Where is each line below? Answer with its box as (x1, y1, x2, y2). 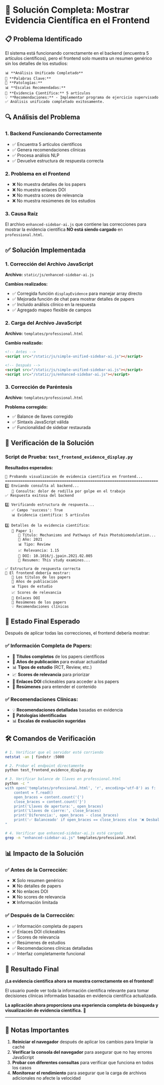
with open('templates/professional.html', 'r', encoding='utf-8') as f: (5, 786, 156, 791)
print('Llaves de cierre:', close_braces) (14, 808, 102, 813)
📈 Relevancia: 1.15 (18, 548, 60, 553)
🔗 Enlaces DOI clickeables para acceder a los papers (12, 678, 119, 684)
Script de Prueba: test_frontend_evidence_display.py (5, 453, 133, 460)
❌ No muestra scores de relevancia (12, 192, 83, 198)
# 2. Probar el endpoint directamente (5, 763, 84, 768)
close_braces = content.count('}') (14, 799, 86, 804)
